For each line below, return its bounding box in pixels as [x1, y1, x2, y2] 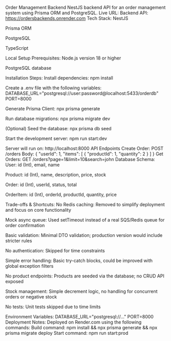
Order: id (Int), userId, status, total [5, 182, 77, 188]
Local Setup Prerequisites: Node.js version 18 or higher [5, 55, 121, 61]
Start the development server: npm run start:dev [5, 135, 108, 142]
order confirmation [5, 223, 45, 228]
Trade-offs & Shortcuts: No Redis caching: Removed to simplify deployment [5, 202, 165, 207]
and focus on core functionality [5, 207, 72, 213]
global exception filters [5, 263, 54, 269]
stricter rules [5, 238, 32, 244]
